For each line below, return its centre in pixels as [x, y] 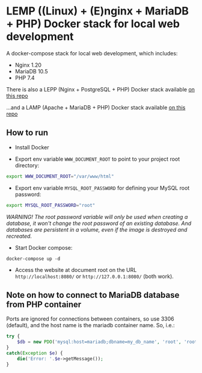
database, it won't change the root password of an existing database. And [99, 223]
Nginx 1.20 [28, 65]
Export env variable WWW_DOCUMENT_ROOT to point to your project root [97, 159]
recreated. [19, 236]
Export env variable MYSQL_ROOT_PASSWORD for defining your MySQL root [102, 188]
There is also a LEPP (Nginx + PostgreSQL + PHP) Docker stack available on [101, 89]
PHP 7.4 [25, 78]
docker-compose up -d [33, 259]
